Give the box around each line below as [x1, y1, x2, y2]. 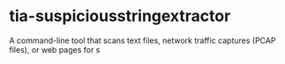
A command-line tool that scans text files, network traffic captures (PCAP [9, 35, 276, 46]
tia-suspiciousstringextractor [9, 6, 231, 26]
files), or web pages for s [9, 44, 101, 54]
